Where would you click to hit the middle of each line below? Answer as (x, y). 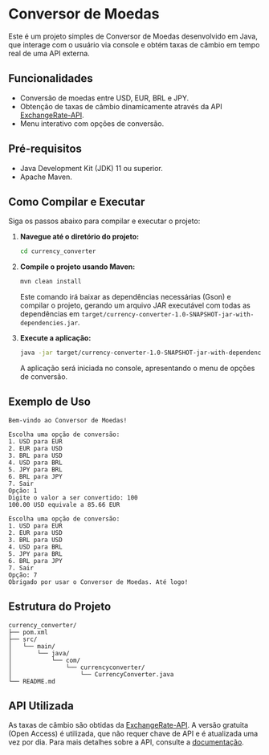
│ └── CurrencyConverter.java (91, 674)
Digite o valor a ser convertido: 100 (73, 498)
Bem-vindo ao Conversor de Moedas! (68, 420)
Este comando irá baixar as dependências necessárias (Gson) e (125, 297)
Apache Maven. (46, 177)
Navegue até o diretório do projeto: (79, 237)
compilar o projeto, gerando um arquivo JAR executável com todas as (135, 305)
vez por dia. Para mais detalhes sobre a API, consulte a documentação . (126, 742)
